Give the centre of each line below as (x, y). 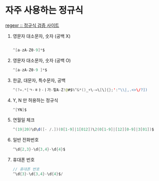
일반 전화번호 (26, 140)
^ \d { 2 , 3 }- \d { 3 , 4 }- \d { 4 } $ (39, 150)
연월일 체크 (24, 120)
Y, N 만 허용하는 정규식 (35, 100)
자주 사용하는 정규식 (44, 10)
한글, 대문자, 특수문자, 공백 (39, 80)
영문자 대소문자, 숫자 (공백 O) (42, 60)
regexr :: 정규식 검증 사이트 (32, 25)
